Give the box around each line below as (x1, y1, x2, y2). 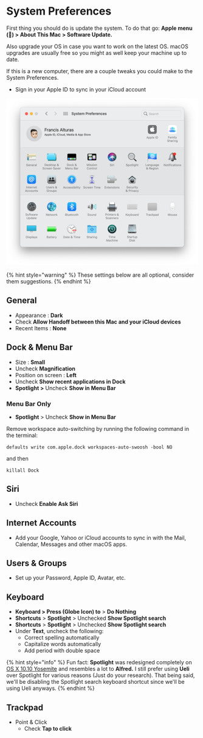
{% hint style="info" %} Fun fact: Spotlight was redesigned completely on (6, 659, 193, 666)
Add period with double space (24, 647, 100, 655)
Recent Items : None (15, 324, 67, 332)
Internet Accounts (6, 518, 77, 528)
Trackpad (6, 702, 44, 712)
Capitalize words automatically (24, 640, 101, 648)
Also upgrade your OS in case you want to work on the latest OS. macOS (6, 43, 188, 50)
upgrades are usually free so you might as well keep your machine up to (6, 49, 187, 56)
